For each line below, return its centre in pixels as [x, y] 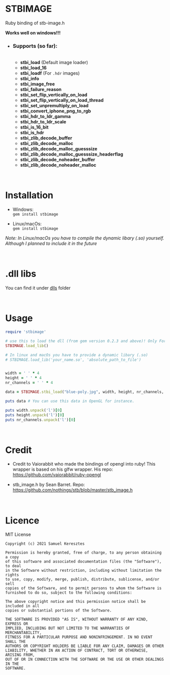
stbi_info [30, 79]
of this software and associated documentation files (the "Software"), [83, 562]
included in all [22, 606]
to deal [13, 566]
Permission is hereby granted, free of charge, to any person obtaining [83, 553]
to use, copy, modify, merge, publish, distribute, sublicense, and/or [82, 579]
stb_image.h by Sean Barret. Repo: [49, 485]
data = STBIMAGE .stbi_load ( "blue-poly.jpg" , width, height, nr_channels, [85, 392]
